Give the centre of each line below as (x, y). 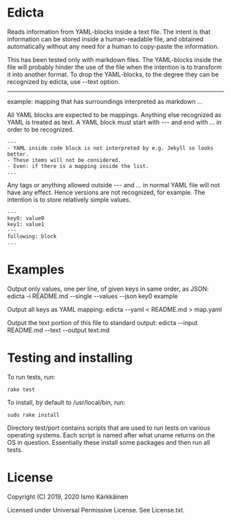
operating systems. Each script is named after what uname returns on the (111, 435)
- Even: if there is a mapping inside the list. (78, 166)
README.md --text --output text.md (58, 330)
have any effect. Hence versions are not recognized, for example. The (106, 192)
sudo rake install (33, 415)
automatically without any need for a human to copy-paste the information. (113, 46)
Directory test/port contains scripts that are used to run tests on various (109, 428)
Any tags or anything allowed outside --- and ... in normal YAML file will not (113, 185)
